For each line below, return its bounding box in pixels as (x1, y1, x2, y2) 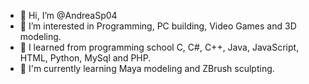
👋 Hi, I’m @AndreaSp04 (19, 10, 118, 21)
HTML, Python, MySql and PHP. (19, 52, 152, 64)
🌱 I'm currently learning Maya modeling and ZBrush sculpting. (19, 63, 275, 74)
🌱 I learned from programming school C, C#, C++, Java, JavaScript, (19, 41, 300, 53)
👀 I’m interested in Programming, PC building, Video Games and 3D (19, 20, 297, 32)
